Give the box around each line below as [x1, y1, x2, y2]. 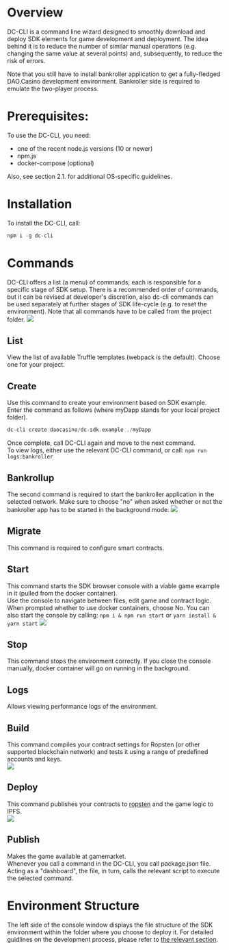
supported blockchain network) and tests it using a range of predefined [7, 748, 208, 755]
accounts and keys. [7, 755, 62, 763]
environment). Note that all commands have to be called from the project [7, 307, 212, 315]
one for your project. [7, 361, 65, 369]
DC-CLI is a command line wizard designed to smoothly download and [7, 27, 206, 36]
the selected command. [7, 874, 74, 882]
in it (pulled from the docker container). [7, 589, 118, 597]
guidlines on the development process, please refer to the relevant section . [7, 935, 219, 943]
